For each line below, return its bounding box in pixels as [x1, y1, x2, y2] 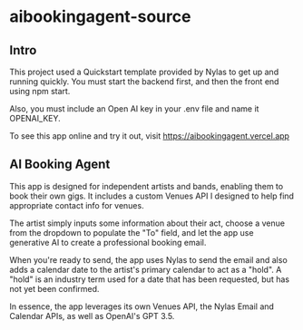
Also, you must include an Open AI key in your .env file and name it [9, 103, 259, 114]
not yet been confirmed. [9, 283, 100, 294]
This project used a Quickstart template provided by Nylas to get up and [9, 66, 279, 77]
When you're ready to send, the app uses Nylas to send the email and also [9, 254, 288, 265]
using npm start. [9, 86, 71, 96]
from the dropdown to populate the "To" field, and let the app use [9, 227, 254, 238]
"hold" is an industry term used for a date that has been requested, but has [9, 274, 290, 285]
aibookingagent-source [9, 6, 191, 27]
